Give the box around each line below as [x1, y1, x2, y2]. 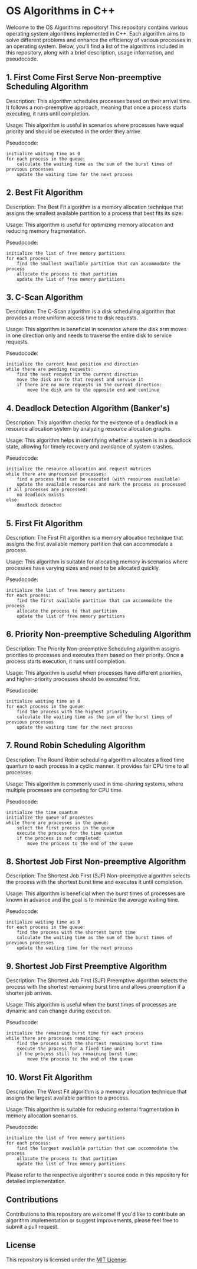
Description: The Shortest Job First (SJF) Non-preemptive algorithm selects [6, 872, 191, 879]
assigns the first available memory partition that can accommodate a [6, 540, 173, 547]
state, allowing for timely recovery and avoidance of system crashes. [6, 443, 174, 450]
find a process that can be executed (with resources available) [17, 476, 181, 482]
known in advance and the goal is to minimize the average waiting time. [6, 896, 180, 903]
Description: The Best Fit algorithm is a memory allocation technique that [6, 203, 183, 210]
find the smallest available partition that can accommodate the [17, 261, 181, 267]
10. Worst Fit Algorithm [6, 1072, 93, 1082]
